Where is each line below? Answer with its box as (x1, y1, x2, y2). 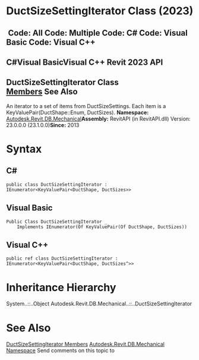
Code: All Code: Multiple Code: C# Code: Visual (8, 28, 188, 38)
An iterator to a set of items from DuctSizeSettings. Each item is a (6, 102, 166, 109)
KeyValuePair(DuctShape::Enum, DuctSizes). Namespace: (6, 109, 149, 116)
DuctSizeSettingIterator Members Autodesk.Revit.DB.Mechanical (6, 340, 165, 348)
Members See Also (6, 87, 78, 97)
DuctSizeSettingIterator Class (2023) (6, 4, 194, 18)
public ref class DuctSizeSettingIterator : (6, 255, 118, 262)
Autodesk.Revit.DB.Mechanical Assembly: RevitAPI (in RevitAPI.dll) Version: (6, 115, 191, 122)
